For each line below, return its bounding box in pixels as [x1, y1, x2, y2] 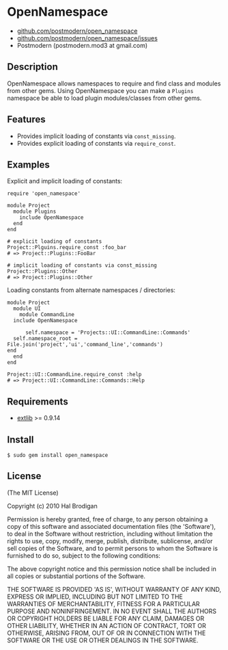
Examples [7, 159, 50, 170]
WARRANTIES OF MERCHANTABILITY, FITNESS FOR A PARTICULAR [7, 599, 200, 608]
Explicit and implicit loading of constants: [7, 177, 123, 185]
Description [7, 61, 58, 73]
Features [7, 114, 46, 125]
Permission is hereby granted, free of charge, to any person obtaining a [7, 515, 208, 523]
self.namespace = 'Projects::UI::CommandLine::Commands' [25, 329, 191, 336]
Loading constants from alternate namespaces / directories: [7, 286, 176, 294]
